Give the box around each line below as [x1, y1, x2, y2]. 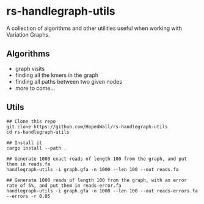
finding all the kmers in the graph [15, 71, 99, 79]
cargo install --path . [6, 145, 67, 151]
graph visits [15, 65, 45, 72]
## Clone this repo [6, 118, 56, 125]
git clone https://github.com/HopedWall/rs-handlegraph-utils [6, 123, 168, 129]
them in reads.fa [6, 161, 51, 167]
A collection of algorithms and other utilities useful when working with [6, 24, 182, 32]
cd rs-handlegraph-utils [6, 129, 70, 135]
